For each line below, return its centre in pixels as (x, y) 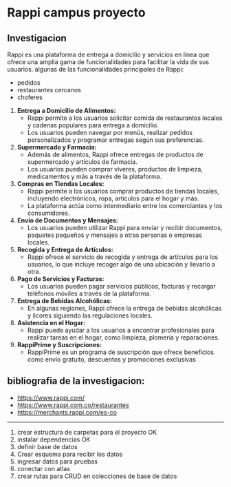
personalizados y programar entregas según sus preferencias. (115, 140)
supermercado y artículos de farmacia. (82, 162)
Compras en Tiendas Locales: (60, 184)
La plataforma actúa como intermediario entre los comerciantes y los (125, 206)
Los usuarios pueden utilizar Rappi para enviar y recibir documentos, (125, 228)
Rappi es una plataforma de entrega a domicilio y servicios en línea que (108, 54)
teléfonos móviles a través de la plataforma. (89, 293)
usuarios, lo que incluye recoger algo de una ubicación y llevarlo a (121, 264)
